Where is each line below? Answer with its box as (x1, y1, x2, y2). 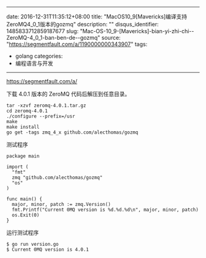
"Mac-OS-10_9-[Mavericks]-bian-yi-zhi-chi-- (79, 28, 194, 34)
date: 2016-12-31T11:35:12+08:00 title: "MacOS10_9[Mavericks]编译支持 (6, 13, 188, 20)
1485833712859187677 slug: (6, 28, 78, 34)
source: (101, 34, 121, 41)
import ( (6, 164, 29, 170)
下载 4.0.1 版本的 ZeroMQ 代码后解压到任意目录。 (6, 90, 131, 97)
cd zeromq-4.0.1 (6, 108, 48, 114)
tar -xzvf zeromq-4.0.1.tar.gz (6, 102, 86, 108)
